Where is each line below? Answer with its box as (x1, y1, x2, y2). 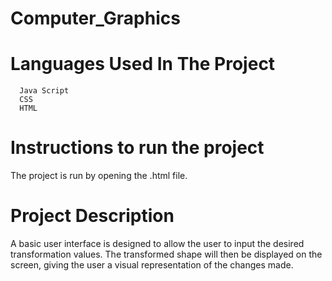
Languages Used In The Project (10, 53, 276, 76)
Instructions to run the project (10, 137, 265, 159)
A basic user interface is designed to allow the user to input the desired (10, 238, 305, 249)
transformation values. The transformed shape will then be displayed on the (10, 248, 323, 260)
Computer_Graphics (10, 7, 181, 30)
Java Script (19, 86, 70, 96)
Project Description (10, 205, 175, 227)
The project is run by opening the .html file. (10, 170, 188, 182)
